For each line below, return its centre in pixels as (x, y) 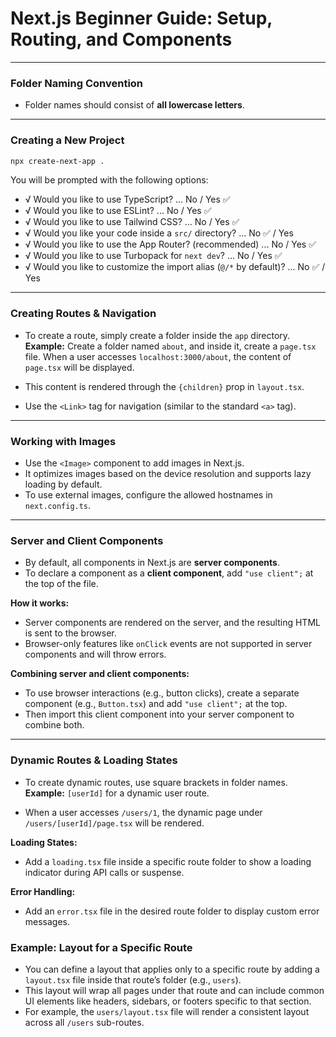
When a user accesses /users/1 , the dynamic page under (143, 812)
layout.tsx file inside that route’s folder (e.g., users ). (133, 979)
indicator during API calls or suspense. (104, 872)
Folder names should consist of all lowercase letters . (134, 105)
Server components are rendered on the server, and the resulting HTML (172, 623)
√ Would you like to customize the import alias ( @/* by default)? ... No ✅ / (175, 267)
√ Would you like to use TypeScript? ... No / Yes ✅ (127, 199)
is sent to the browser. (70, 633)
